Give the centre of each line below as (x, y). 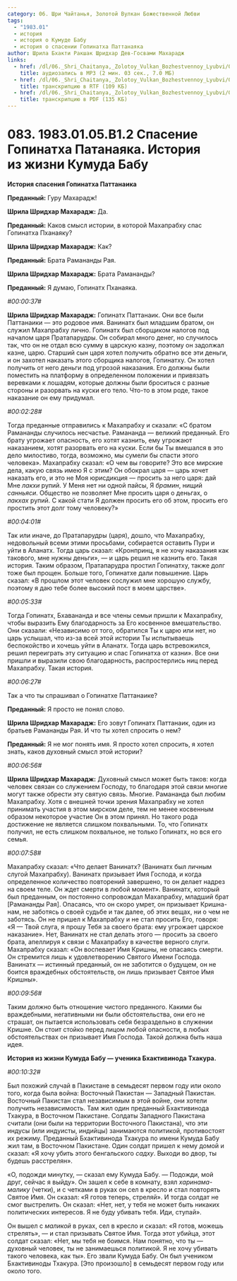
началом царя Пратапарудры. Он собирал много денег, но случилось (113, 338)
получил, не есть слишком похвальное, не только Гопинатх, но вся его (115, 832)
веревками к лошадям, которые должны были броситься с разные (109, 382)
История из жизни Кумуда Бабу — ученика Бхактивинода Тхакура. (112, 1058)
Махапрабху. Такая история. (50, 668)
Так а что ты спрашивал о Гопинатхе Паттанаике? (83, 695)
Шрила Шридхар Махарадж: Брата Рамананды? (81, 274)
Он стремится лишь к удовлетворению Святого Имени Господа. (104, 957)
